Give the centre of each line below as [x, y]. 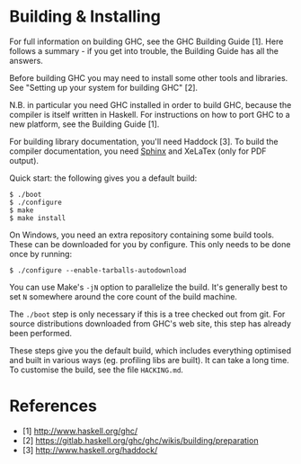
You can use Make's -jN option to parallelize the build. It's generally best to [148, 287]
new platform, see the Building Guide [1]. [84, 124]
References [53, 406]
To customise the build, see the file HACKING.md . [97, 370]
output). [24, 160]
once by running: [41, 254]
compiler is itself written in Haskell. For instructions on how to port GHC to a [150, 114]
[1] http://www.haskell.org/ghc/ [80, 431]
